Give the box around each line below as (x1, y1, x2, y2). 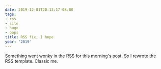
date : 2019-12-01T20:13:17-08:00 (5, 7, 74, 12)
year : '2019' (5, 39, 32, 44)
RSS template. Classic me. (5, 58, 58, 64)
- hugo (5, 26, 19, 31)
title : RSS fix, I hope (5, 35, 54, 40)
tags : (5, 12, 16, 17)
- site (5, 21, 19, 26)
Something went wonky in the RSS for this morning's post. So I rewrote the (5, 53, 156, 59)
